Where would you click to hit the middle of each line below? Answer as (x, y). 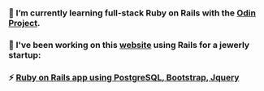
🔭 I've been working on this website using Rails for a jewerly (129, 45)
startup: (25, 54)
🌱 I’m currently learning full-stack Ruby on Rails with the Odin (132, 13)
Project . (24, 23)
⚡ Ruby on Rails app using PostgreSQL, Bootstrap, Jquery (124, 77)
